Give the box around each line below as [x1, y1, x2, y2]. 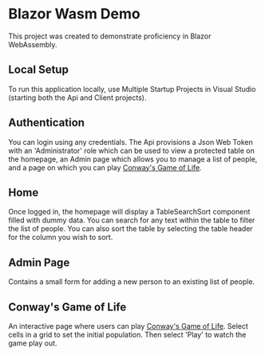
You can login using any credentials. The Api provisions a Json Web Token [8, 137, 254, 146]
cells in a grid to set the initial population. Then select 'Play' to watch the [8, 330, 247, 339]
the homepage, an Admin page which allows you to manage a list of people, [8, 154, 258, 164]
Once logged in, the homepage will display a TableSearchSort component [8, 207, 251, 217]
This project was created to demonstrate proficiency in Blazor [8, 31, 212, 41]
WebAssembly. [8, 39, 57, 49]
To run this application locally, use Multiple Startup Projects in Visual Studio [8, 84, 256, 94]
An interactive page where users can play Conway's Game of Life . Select [8, 322, 249, 330]
